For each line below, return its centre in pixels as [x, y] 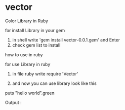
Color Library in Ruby [27, 21]
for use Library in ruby [28, 64]
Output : [13, 102]
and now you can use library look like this [54, 83]
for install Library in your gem [35, 30]
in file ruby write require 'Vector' [45, 73]
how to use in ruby [24, 55]
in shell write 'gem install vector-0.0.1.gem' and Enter [66, 40]
